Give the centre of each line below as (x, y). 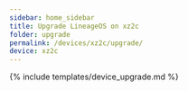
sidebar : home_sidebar (52, 18)
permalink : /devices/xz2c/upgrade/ (76, 43)
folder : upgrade (40, 34)
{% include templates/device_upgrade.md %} (94, 77)
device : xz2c (34, 51)
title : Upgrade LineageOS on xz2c (75, 26)
